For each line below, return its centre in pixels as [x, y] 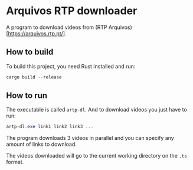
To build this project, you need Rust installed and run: [71, 66]
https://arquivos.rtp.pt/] [37, 33]
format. [15, 162]
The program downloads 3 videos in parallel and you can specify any [90, 138]
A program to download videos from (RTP [57, 27]
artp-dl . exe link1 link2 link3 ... [50, 127]
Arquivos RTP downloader [72, 11]
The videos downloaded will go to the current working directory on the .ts [97, 156]
